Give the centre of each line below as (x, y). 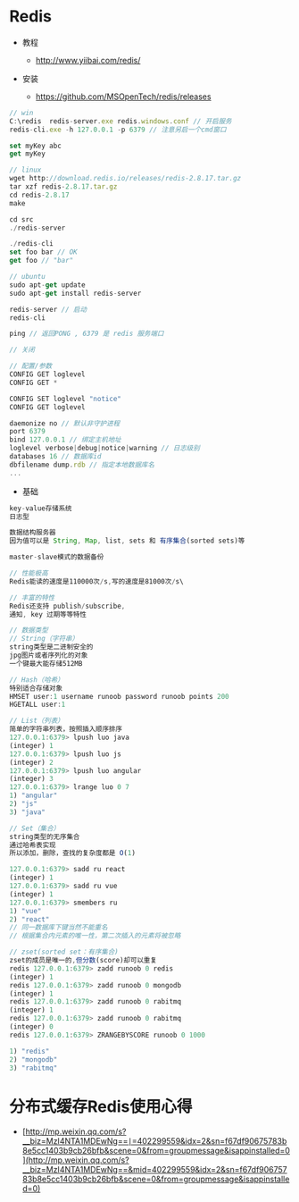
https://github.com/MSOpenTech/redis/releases (123, 97)
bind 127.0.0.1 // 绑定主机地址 (66, 440)
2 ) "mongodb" (33, 1059)
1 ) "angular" (33, 796)
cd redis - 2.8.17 (39, 195)
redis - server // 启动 (48, 309)
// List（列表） (37, 721)
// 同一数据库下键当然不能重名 (59, 928)
